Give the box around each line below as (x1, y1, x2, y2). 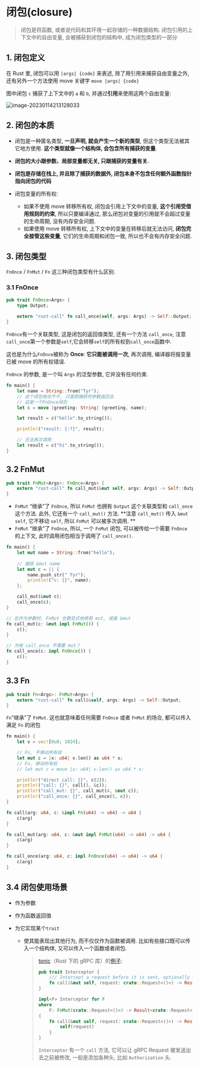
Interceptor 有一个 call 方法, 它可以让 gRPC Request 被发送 (38, 1047, 187, 1054)
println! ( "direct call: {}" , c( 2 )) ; (17, 777, 108, 783)
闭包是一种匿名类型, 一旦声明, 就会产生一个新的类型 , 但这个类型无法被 (14, 137, 185, 144)
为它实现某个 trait (14, 924, 60, 931)
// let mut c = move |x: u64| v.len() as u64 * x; (17, 766, 145, 772)
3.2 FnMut (6, 464, 45, 474)
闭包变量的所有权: (14, 190, 58, 197)
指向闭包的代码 (14, 177, 52, 184)
